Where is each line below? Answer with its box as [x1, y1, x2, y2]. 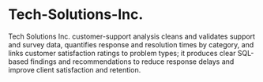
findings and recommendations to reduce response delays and [30, 57, 235, 66]
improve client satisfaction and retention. [8, 65, 141, 74]
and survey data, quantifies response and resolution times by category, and [8, 39, 254, 49]
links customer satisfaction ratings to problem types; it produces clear [8, 48, 236, 58]
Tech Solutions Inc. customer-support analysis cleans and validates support [8, 32, 255, 41]
